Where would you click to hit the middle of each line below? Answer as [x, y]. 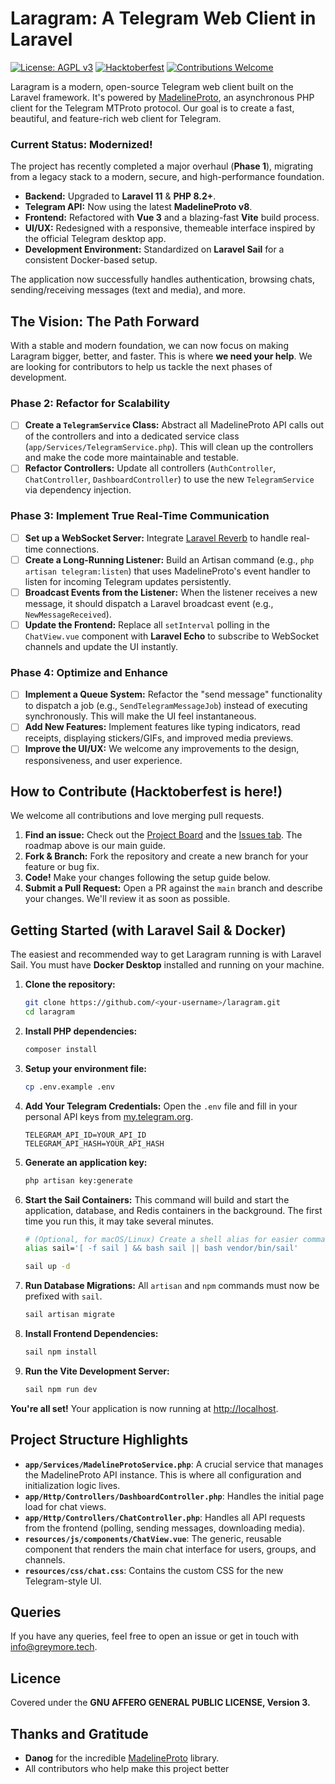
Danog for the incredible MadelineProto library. [122, 1758]
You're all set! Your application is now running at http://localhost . [144, 1408]
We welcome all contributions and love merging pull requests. [137, 816]
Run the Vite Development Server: [97, 1371]
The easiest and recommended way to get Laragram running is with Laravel [166, 954]
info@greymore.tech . [54, 1647]
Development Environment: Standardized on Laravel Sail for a [154, 249]
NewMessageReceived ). [68, 614]
